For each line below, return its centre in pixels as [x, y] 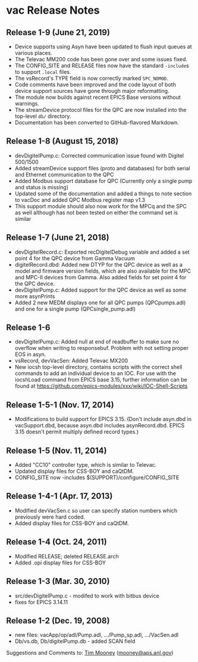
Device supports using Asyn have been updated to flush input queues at [103, 46]
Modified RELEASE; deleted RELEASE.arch [67, 556]
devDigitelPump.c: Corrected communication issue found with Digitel [99, 155]
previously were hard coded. [50, 517]
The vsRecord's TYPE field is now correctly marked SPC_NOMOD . [91, 78]
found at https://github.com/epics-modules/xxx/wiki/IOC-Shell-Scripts [101, 386]
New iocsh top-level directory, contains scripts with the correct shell [98, 367]
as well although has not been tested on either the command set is [96, 213]
